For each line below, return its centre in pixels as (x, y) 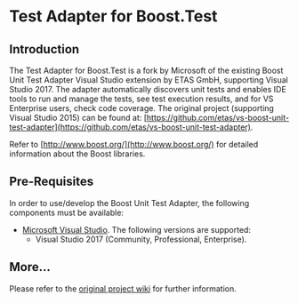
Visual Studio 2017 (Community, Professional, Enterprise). (141, 239)
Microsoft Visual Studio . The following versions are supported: (137, 229)
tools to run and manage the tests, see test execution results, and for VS (141, 99)
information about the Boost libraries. (77, 154)
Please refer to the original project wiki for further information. (123, 288)
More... (30, 267)
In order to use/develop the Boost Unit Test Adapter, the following (129, 203)
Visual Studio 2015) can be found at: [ (78, 118)
